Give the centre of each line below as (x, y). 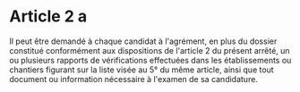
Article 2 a (48, 17)
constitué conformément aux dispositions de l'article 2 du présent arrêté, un (150, 50)
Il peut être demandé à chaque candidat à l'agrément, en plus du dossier (143, 41)
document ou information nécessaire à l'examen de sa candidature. (133, 79)
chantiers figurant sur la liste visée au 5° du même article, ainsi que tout (142, 70)
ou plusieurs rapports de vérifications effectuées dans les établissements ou (150, 60)
